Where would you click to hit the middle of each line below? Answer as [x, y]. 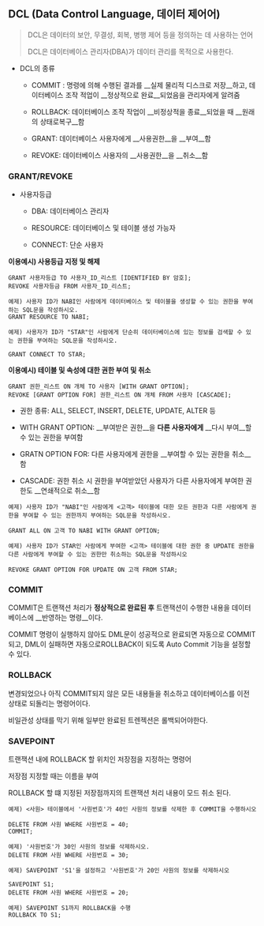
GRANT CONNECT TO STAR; [47, 355]
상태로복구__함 [62, 122]
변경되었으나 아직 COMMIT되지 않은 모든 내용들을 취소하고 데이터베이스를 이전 [129, 693]
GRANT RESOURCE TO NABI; [49, 317]
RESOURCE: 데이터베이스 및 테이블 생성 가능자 [103, 228]
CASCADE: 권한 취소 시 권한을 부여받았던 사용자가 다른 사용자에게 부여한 [132, 481]
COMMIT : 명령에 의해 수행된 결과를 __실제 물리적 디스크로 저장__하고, [139, 85]
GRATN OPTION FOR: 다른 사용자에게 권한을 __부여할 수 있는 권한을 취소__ [135, 454]
